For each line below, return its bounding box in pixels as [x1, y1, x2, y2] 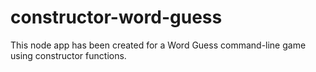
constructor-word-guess [10, 6, 223, 29]
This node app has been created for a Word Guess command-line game [10, 39, 307, 51]
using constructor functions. [10, 49, 127, 61]
